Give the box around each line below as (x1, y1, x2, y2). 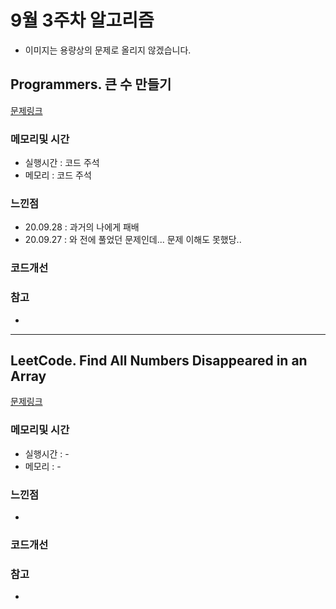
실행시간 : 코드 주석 (24, 157, 100, 169)
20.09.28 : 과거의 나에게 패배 (24, 221, 140, 233)
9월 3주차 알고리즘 (10, 9, 155, 32)
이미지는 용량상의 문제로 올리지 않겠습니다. (24, 44, 192, 56)
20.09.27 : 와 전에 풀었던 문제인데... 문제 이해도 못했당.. (24, 234, 242, 246)
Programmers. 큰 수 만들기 (10, 76, 172, 93)
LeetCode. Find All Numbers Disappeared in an (10, 352, 308, 369)
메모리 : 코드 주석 (24, 169, 92, 181)
